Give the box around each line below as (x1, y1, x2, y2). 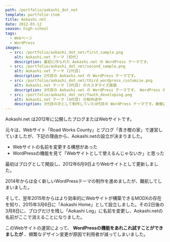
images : (5, 45, 22, 50)
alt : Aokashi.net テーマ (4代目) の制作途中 (14, 97, 102, 102)
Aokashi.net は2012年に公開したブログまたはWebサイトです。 (5, 116, 135, 122)
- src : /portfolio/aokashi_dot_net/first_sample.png (10, 50, 123, 55)
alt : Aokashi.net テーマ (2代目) (14, 69, 81, 74)
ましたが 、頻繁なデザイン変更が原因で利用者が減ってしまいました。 (5, 231, 148, 237)
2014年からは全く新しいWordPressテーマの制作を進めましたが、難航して (5, 178, 158, 184)
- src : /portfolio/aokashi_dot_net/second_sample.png (10, 64, 125, 69)
